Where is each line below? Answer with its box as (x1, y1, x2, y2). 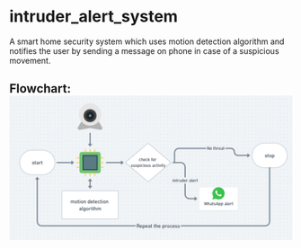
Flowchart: (9, 81, 72, 96)
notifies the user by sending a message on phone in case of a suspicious (9, 45, 280, 56)
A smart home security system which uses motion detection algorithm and (9, 36, 285, 47)
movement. (9, 55, 51, 66)
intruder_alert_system (9, 6, 178, 27)
